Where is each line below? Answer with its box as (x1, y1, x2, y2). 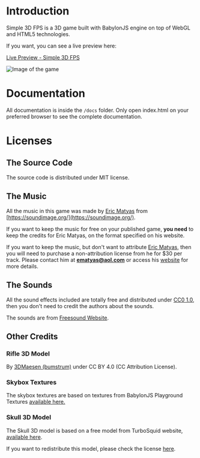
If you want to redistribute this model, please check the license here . (6, 445, 176, 452)
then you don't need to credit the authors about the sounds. (6, 302, 154, 309)
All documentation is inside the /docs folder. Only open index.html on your (6, 107, 189, 114)
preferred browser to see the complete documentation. (6, 113, 142, 120)
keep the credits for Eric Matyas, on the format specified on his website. (6, 232, 185, 239)
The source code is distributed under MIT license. (6, 173, 130, 181)
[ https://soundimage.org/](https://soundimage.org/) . (6, 214, 136, 221)
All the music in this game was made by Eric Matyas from (6, 207, 148, 214)
